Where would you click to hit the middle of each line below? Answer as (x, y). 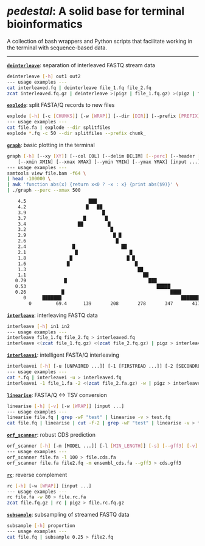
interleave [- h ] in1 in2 (38, 326)
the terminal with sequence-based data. (57, 48)
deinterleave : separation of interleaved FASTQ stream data (81, 65)
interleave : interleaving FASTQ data (52, 315)
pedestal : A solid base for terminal (96, 11)
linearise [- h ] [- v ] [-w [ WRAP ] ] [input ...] (65, 406)
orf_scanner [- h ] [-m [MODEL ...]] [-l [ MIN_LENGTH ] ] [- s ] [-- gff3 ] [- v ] (102, 446)
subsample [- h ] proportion (41, 526)
